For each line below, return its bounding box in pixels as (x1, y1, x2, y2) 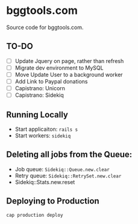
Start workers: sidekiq (14, 131, 71, 139)
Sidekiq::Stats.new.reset (14, 178, 75, 185)
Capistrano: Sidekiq (14, 91, 64, 99)
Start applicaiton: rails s (14, 125, 78, 133)
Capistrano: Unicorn (14, 85, 65, 91)
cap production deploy (6, 212, 63, 218)
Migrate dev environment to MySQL (14, 64, 104, 71)
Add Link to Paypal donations (14, 77, 88, 85)
